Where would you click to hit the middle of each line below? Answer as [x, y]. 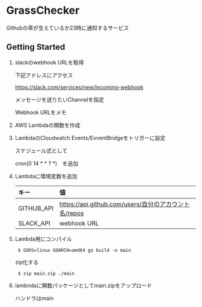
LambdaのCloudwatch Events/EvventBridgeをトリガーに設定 [90, 138]
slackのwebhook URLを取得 [49, 62]
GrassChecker [43, 11]
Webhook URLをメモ [41, 112]
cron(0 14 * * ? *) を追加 [47, 163]
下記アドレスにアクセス [44, 75]
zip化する [27, 262]
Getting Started [36, 47]
